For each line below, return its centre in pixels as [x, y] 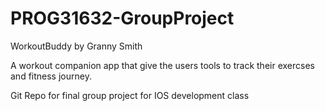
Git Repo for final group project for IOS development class [130, 95]
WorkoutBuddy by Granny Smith [76, 46]
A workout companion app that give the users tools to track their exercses [162, 65]
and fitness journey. [51, 76]
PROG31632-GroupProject [122, 18]
